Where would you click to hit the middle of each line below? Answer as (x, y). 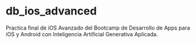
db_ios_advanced (51, 11)
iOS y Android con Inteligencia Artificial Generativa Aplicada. (82, 34)
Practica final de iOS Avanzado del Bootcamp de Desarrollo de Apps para (98, 28)
